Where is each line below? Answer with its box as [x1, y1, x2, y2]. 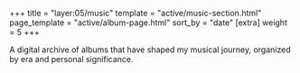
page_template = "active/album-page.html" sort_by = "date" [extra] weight [9, 17, 287, 28]
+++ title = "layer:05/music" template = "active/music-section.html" [9, 8, 262, 18]
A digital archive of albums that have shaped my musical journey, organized [9, 44, 291, 55]
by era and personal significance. [9, 54, 134, 64]
